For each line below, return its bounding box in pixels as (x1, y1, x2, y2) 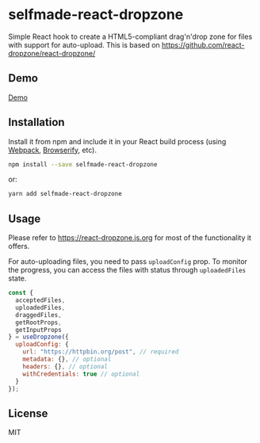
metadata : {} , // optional (22, 355, 112, 363)
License (8, 407, 48, 420)
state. (8, 273, 27, 283)
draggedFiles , (15, 311, 62, 319)
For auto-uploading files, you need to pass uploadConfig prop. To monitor (8, 257, 248, 266)
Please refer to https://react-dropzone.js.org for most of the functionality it (8, 233, 252, 243)
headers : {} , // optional (22, 362, 109, 370)
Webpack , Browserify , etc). (8, 145, 97, 155)
